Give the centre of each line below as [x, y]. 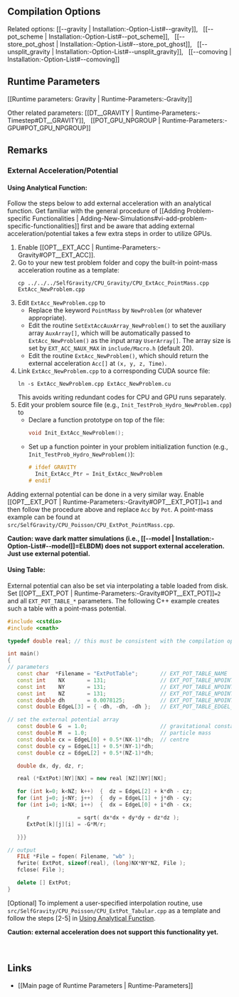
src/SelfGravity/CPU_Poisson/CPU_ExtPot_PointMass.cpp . [91, 524]
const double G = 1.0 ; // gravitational [114, 727]
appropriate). [47, 318]
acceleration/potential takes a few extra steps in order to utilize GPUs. [110, 234]
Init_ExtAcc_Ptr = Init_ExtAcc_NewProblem [99, 474]
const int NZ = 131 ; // [92, 694]
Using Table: [26, 570]
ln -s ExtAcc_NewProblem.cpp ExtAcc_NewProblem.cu [94, 384]
